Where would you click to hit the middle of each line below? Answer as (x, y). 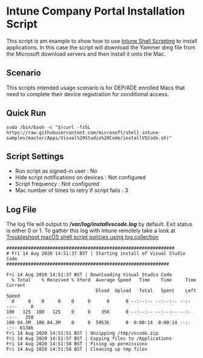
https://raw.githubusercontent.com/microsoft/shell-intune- (84, 133)
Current (16, 286)
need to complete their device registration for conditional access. (88, 94)
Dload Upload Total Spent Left (146, 291)
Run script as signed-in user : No (56, 171)
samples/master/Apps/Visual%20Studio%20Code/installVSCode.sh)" (89, 138)
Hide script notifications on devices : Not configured (80, 177)
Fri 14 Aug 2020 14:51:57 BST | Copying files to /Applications (89, 339)
